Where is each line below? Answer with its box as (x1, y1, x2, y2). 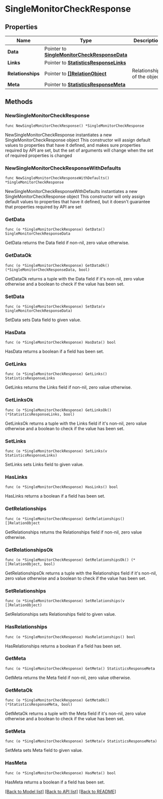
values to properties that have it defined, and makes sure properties (5, 142, 141, 148)
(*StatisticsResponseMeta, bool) (5, 702, 73, 707)
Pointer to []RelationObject (44, 70, 107, 77)
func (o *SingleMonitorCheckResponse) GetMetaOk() (5, 698, 110, 703)
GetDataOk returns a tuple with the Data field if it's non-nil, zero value (5, 276, 145, 281)
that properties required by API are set (5, 204, 81, 209)
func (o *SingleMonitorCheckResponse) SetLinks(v (5, 449, 108, 454)
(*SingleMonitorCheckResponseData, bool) (5, 267, 90, 272)
